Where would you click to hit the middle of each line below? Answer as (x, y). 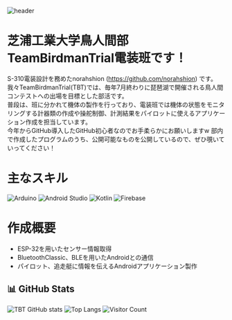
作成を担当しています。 (59, 122)
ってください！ (34, 148)
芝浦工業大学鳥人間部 (68, 41)
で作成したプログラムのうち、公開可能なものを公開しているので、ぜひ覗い (113, 139)
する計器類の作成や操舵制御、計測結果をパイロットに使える (110, 113)
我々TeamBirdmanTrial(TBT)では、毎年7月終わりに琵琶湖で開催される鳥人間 (115, 87)
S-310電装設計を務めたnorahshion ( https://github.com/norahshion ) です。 (112, 78)
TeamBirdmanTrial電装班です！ (97, 58)
